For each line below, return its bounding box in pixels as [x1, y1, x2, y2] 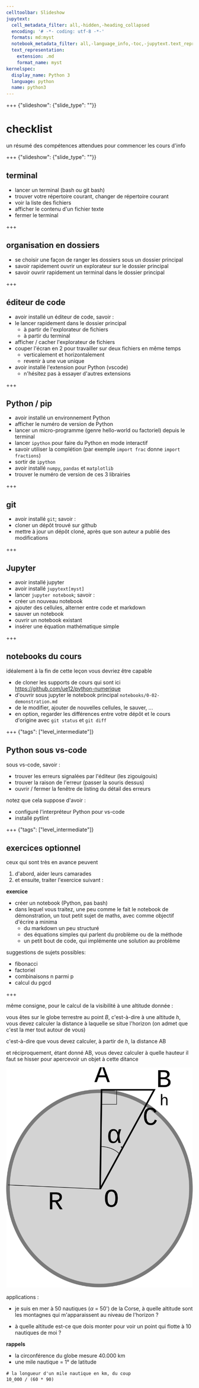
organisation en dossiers [6, 240, 100, 250]
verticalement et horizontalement [23, 351, 105, 358]
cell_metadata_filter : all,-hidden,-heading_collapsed [11, 22, 150, 28]
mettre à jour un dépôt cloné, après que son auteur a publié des [14, 528, 171, 535]
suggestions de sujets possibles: [6, 949, 86, 956]
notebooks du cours [6, 651, 82, 661]
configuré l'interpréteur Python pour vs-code [14, 808, 125, 815]
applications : [6, 1294, 39, 1301]
